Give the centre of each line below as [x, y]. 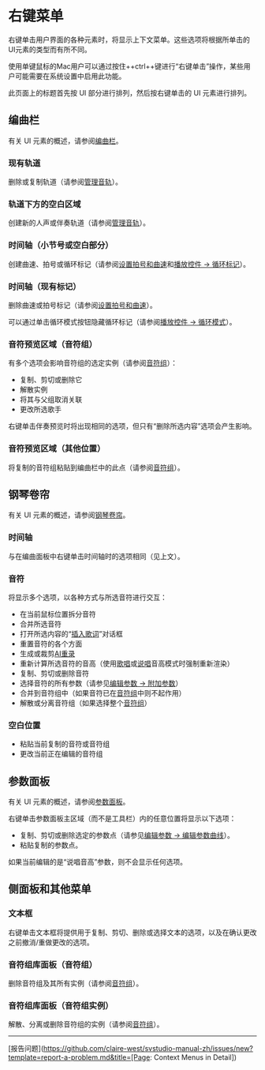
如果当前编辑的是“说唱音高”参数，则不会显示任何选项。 [98, 862]
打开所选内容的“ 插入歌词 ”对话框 [71, 633]
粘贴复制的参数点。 [51, 845]
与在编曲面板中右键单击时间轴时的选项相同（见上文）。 [96, 556]
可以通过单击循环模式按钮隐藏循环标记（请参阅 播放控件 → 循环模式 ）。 [122, 321]
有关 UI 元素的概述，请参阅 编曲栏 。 [66, 141]
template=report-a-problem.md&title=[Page [79, 1057]
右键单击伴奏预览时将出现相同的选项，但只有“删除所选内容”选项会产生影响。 [132, 426]
